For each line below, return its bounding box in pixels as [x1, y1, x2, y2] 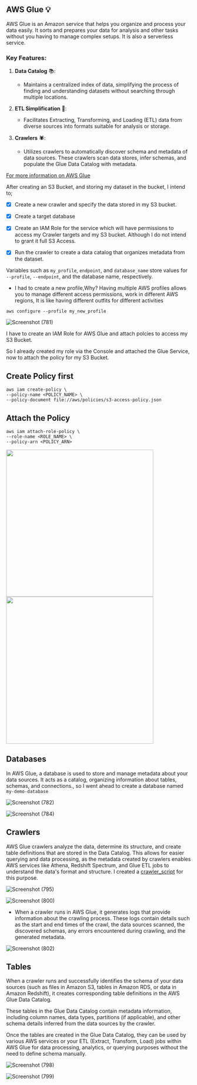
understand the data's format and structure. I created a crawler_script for [6, 868, 183, 875]
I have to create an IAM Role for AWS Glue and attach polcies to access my [6, 330, 188, 337]
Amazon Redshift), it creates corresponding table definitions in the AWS [6, 990, 181, 997]
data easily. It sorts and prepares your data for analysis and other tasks [6, 26, 178, 34]
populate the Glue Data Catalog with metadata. [23, 161, 137, 168]
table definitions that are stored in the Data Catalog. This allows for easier [6, 849, 184, 856]
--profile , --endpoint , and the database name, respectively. [6, 273, 153, 280]
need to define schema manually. [6, 1050, 87, 1057]
